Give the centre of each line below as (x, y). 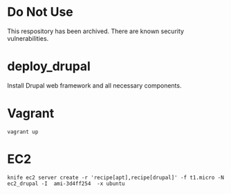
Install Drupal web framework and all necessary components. (94, 85)
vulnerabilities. (28, 38)
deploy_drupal (49, 67)
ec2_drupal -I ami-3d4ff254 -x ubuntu (66, 184)
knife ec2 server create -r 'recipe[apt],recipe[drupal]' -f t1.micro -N (116, 177)
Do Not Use (40, 12)
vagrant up (23, 132)
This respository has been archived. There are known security (96, 31)
